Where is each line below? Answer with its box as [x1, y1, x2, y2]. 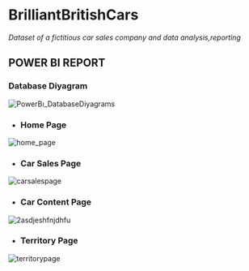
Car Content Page [19, 196, 91, 208]
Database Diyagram [8, 80, 88, 92]
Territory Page [19, 235, 78, 247]
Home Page [19, 119, 67, 131]
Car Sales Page [19, 157, 82, 169]
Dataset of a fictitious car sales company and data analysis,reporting [8, 32, 241, 42]
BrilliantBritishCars [8, 6, 139, 24]
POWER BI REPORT [8, 56, 106, 70]
